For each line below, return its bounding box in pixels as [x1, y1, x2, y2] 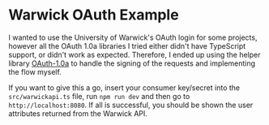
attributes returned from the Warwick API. [8, 108, 148, 119]
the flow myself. [8, 67, 62, 76]
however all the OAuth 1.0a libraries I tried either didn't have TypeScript [8, 41, 246, 50]
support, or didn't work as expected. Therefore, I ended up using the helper [8, 50, 261, 59]
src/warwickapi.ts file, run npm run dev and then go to [8, 91, 190, 101]
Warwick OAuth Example [8, 6, 180, 24]
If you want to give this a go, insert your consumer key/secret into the [8, 83, 241, 93]
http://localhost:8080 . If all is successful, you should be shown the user [8, 100, 254, 110]
